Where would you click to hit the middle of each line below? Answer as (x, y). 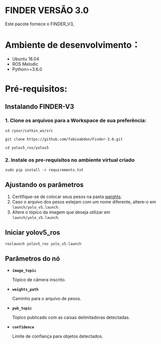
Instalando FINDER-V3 (40, 107)
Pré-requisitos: (36, 89)
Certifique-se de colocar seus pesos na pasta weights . (67, 197)
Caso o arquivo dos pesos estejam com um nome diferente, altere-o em (84, 201)
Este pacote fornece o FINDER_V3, (40, 24)
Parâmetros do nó (33, 259)
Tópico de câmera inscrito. (39, 280)
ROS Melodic (25, 64)
